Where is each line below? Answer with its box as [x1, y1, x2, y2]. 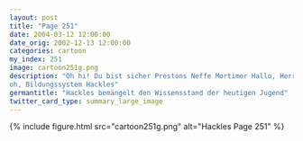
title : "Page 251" [9, 22, 78, 31]
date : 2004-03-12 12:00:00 [9, 30, 111, 39]
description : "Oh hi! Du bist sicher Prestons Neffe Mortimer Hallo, [9, 72, 277, 81]
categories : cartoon [9, 47, 87, 56]
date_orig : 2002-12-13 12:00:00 [9, 38, 131, 48]
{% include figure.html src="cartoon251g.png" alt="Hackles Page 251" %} [9, 121, 285, 132]
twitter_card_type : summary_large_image [9, 96, 164, 106]
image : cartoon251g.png [9, 64, 99, 73]
